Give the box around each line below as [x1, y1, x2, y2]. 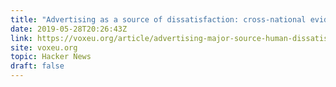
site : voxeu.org [10, 42, 78, 53]
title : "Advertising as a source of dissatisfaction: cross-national [10, 14, 307, 25]
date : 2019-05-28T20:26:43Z [10, 24, 128, 34]
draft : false [10, 61, 65, 71]
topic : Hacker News [10, 52, 92, 62]
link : [10, 33, 33, 43]
